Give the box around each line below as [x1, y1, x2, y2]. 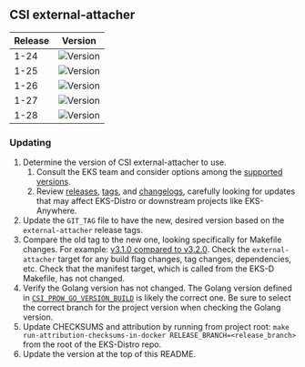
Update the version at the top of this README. [22, 349, 197, 360]
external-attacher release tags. [22, 225, 144, 236]
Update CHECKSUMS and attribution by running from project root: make [22, 321, 290, 332]
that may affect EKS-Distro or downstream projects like [36, 196, 243, 207]
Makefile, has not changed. [22, 273, 126, 284]
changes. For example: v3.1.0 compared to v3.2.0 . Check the [22, 244, 250, 255]
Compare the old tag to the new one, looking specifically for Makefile [22, 234, 282, 245]
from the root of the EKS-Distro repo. [22, 339, 162, 350]
